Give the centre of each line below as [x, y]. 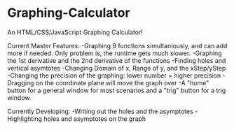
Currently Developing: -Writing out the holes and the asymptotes [101, 111]
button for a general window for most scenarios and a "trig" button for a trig [117, 90]
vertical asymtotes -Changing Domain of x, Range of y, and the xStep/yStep [117, 68]
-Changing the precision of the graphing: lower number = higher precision [114, 75]
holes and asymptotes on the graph [95, 118]
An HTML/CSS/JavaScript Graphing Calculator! [75, 32]
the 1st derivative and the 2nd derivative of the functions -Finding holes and [117, 60]
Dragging [21, 82]
